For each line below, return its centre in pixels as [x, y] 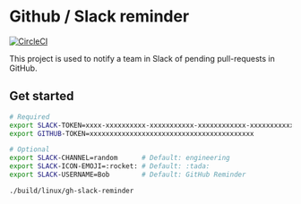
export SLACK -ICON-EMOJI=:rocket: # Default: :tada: [110, 166]
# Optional [30, 149]
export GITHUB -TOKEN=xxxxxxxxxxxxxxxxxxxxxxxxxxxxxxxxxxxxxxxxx [132, 133]
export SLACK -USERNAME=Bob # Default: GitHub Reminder [128, 174]
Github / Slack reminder [99, 17]
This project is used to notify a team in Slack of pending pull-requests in [142, 58]
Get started [42, 96]
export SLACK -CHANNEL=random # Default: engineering [120, 158]
